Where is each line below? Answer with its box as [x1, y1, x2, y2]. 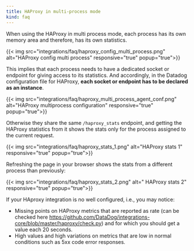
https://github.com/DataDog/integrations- [49, 213, 150, 221]
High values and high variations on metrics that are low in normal [14, 232, 172, 239]
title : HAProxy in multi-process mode [6, 8, 101, 15]
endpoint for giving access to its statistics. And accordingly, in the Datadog [6, 72, 188, 79]
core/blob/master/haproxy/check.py [14, 219, 102, 226]
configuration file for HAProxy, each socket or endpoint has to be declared [6, 77, 189, 85]
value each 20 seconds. [14, 226, 73, 233]
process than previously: [6, 167, 66, 174]
